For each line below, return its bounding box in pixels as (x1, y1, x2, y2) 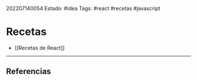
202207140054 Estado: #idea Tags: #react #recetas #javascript (6, 5, 161, 12)
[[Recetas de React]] (14, 44, 65, 51)
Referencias (6, 67, 52, 77)
